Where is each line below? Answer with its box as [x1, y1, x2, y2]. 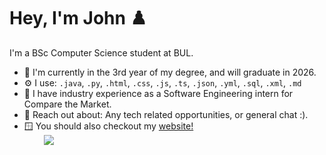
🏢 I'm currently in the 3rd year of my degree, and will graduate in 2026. [23, 66, 317, 78]
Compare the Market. [23, 98, 112, 110]
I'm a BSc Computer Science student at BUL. [9, 46, 194, 59]
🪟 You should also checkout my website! [23, 120, 194, 132]
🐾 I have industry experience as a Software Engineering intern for [23, 87, 294, 99]
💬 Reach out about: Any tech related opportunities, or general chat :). [23, 108, 309, 120]
